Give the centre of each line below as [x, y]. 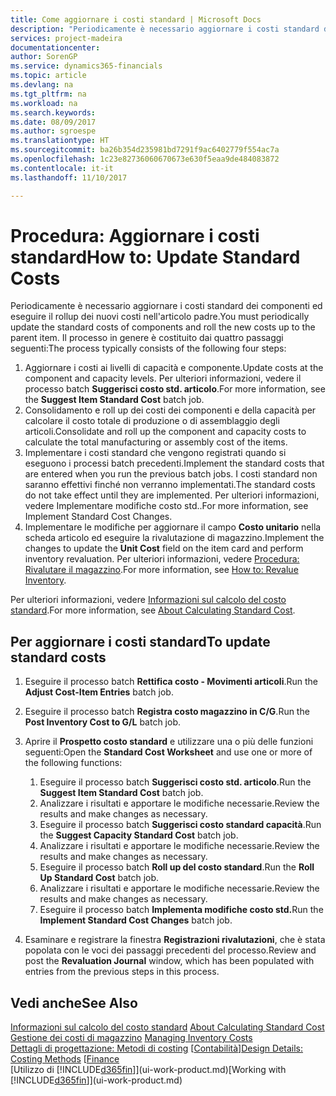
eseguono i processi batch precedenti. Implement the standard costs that [174, 463]
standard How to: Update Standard [155, 257]
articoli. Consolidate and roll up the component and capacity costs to [165, 432]
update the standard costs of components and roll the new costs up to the [163, 327]
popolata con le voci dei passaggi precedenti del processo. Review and [170, 950]
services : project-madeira [66, 38]
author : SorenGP [44, 57]
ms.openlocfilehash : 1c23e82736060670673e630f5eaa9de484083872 [145, 159]
